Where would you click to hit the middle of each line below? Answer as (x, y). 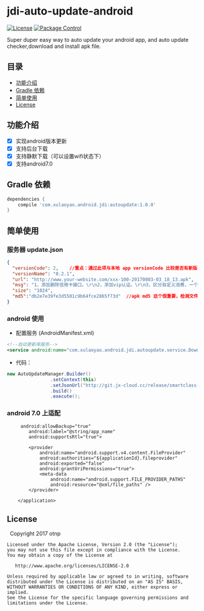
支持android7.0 (34, 164)
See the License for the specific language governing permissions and (98, 598)
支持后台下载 (31, 148)
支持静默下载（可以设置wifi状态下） (60, 156)
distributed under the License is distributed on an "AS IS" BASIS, (95, 582)
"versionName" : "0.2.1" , (44, 274)
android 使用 (25, 319)
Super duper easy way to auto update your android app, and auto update (98, 39)
